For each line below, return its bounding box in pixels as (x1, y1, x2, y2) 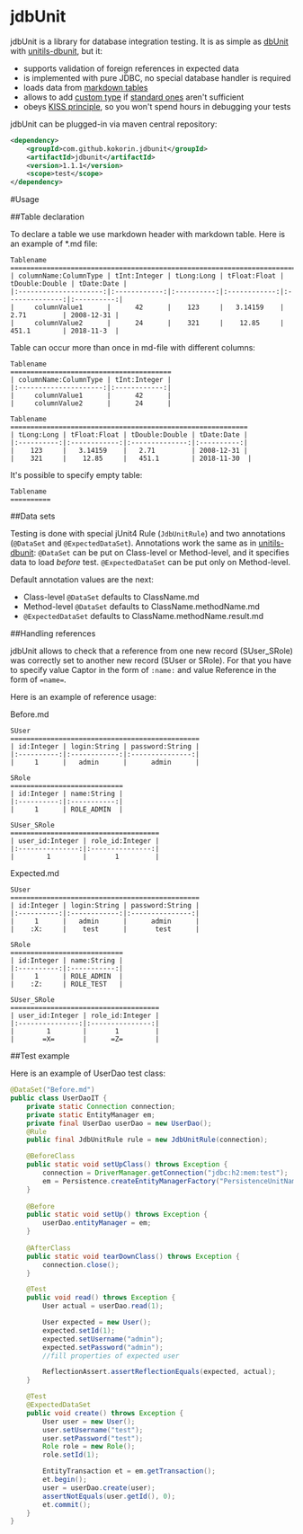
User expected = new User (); (42, 1318, 152, 1327)
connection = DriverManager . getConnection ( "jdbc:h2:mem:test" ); (42, 1168, 289, 1178)
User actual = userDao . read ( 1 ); (42, 1301, 165, 1311)
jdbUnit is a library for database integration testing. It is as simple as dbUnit (10, 36, 289, 47)
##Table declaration (10, 211, 85, 222)
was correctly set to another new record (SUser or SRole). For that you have (10, 655, 291, 666)
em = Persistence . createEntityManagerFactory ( (42, 1176, 220, 1185)
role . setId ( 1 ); (42, 1450, 100, 1459)
